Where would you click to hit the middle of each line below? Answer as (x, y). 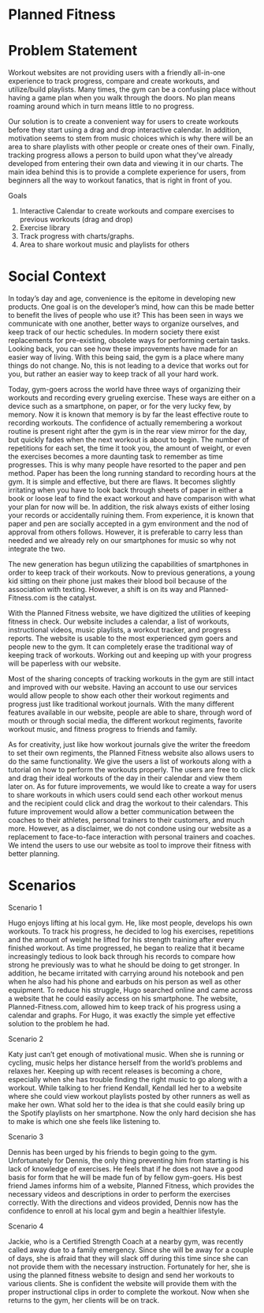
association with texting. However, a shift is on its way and (103, 590)
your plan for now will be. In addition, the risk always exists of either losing (129, 507)
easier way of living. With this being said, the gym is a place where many (126, 357)
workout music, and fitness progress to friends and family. (103, 730)
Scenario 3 (26, 1137)
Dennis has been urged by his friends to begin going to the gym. (113, 1152)
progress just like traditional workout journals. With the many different (121, 704)
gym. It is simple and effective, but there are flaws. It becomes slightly (122, 482)
